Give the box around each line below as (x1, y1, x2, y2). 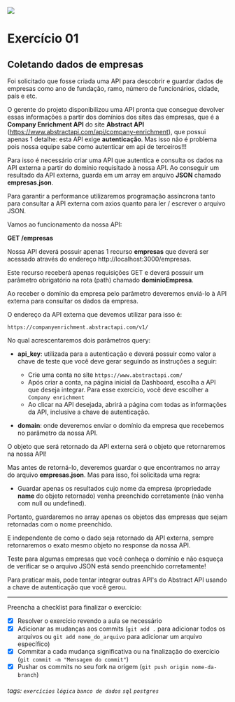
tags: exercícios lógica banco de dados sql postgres (7, 686, 159, 695)
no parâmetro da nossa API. (17, 429, 98, 437)
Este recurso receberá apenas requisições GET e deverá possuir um (7, 268, 204, 276)
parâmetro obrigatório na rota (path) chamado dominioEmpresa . (7, 276, 194, 284)
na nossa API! (7, 450, 47, 458)
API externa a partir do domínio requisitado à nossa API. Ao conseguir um (7, 164, 220, 171)
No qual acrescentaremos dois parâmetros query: (7, 336, 151, 344)
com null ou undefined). (17, 499, 87, 507)
